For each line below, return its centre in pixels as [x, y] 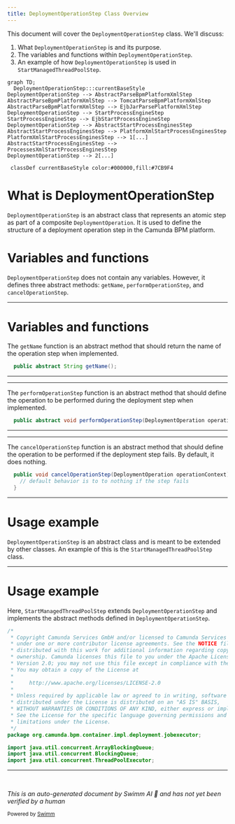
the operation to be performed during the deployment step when [100, 400]
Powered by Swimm [31, 814]
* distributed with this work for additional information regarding [112, 651]
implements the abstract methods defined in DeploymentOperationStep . [109, 618]
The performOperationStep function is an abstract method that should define [117, 393]
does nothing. [27, 462]
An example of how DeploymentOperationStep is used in [97, 62]
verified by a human [36, 802]
